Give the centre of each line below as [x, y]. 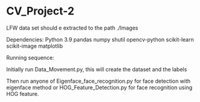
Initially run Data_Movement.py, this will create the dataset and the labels [97, 69]
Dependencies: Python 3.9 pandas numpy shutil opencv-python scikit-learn [100, 39]
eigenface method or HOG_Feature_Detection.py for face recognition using [99, 87]
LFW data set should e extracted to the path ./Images [72, 28]
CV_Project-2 [40, 11]
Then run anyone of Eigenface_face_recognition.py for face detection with [98, 81]
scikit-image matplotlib [35, 46]
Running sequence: [30, 57]
